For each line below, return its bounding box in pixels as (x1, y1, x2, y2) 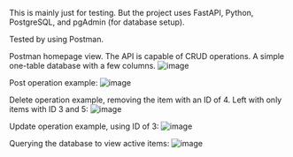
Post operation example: (9, 78, 98, 87)
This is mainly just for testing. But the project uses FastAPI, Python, (9, 8, 254, 18)
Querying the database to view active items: (9, 138, 170, 148)
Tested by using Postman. (9, 34, 104, 44)
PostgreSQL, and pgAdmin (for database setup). (9, 17, 185, 27)
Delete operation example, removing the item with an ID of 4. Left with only (9, 94, 282, 105)
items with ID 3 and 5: (9, 104, 89, 114)
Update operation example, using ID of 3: (9, 121, 159, 131)
